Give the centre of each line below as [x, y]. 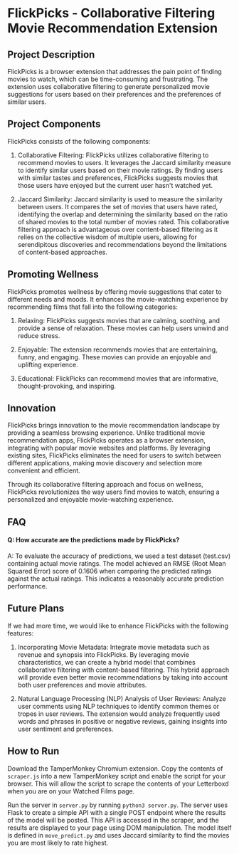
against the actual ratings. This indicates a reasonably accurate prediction [116, 579]
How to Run [33, 751]
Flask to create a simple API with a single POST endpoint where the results [117, 812]
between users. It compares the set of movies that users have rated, [118, 206]
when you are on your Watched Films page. [71, 791]
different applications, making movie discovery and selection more [105, 463]
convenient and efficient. [44, 470]
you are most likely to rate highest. [58, 843]
